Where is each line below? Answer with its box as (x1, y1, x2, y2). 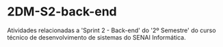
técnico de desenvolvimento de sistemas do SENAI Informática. (7, 33, 186, 41)
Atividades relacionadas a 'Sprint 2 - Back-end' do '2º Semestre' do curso (7, 26, 217, 34)
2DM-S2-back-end (7, 4, 118, 19)
